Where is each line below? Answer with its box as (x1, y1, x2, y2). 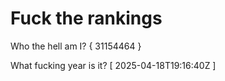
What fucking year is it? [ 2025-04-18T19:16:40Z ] (10, 59, 217, 71)
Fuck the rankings (10, 7, 163, 30)
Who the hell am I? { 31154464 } (10, 40, 142, 52)
